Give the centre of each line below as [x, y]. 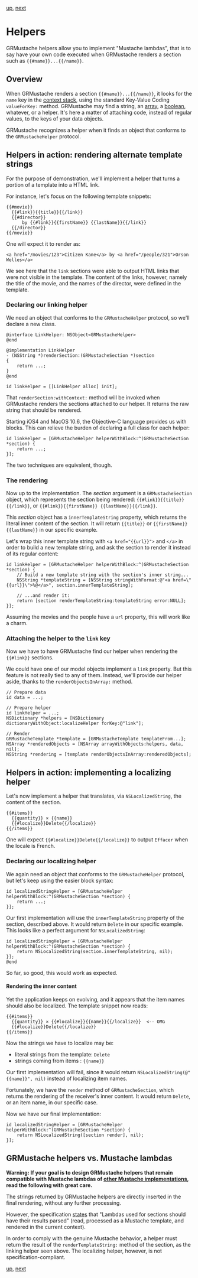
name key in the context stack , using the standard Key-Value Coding [88, 100]
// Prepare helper [29, 708]
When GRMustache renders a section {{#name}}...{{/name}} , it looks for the [99, 93]
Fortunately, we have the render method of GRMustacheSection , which [90, 1090]
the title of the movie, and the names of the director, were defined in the [94, 283]
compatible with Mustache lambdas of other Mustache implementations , [98, 1179]
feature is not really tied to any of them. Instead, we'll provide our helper [94, 675]
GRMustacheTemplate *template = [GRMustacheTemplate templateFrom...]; [96, 739]
